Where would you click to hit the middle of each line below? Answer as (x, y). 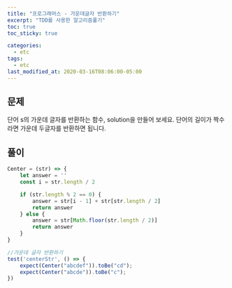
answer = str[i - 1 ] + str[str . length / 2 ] (96, 201)
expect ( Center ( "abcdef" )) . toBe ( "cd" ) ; (76, 266)
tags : (15, 59)
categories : (24, 46)
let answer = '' (44, 176)
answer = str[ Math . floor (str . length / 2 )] (95, 220)
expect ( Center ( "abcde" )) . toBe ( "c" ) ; (73, 272)
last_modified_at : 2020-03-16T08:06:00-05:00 (74, 71)
